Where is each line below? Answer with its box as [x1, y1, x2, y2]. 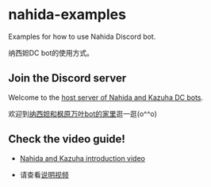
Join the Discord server [8, 71, 127, 85]
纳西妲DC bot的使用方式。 [8, 48, 94, 57]
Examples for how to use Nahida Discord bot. [8, 32, 156, 41]
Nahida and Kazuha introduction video [19, 153, 145, 163]
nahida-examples [8, 6, 127, 24]
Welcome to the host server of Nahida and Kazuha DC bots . [8, 93, 204, 102]
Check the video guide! [8, 132, 125, 146]
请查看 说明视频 [19, 170, 69, 179]
